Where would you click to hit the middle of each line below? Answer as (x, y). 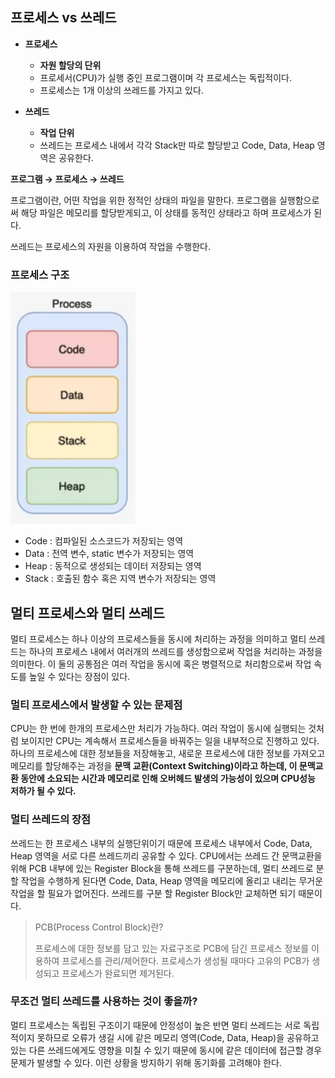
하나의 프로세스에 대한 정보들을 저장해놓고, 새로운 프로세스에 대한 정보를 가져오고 (168, 754)
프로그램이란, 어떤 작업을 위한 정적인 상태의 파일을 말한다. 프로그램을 (143, 200)
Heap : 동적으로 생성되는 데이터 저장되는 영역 (113, 566)
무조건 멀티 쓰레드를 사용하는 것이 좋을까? (104, 1001)
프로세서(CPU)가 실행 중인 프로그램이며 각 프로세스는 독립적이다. (165, 77)
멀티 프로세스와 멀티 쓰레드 (87, 613)
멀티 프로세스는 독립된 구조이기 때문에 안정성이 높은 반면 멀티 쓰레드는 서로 (156, 1025)
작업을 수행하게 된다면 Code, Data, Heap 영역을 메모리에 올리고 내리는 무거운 (172, 880)
